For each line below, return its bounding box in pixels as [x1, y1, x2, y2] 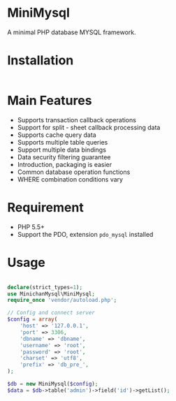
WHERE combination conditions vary [17, 175, 124, 183]
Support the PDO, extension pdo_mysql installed [17, 230, 154, 238]
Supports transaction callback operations [17, 115, 136, 124]
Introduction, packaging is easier [17, 160, 112, 168]
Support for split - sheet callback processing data [17, 123, 161, 131]
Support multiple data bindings [17, 145, 107, 154]
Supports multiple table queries [17, 138, 108, 146]
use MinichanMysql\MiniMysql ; [7, 290, 96, 298]
